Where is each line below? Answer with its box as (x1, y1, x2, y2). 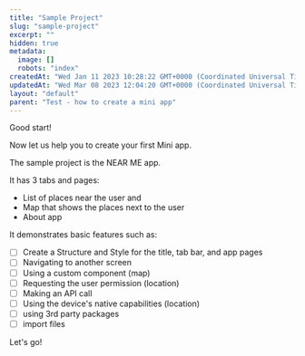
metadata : (9, 47, 47, 56)
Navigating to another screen (22, 257, 133, 268)
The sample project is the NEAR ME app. (9, 158, 162, 168)
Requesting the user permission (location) (22, 277, 180, 288)
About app (22, 212, 63, 223)
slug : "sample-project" (9, 22, 100, 31)
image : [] (17, 55, 54, 64)
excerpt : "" (9, 30, 54, 39)
